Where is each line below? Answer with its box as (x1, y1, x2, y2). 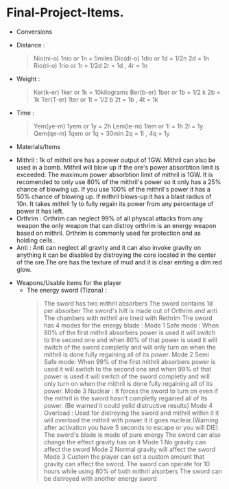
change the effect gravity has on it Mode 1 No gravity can (43, 437, 206, 446)
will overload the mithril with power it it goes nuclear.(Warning (43, 416, 219, 424)
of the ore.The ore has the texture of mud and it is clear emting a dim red (16, 258, 222, 266)
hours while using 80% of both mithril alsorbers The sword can (43, 467, 222, 475)
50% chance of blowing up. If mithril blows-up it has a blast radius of (16, 192, 212, 201)
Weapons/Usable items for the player (16, 278, 122, 286)
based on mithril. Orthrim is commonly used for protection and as (16, 229, 202, 237)
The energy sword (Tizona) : (26, 286, 108, 294)
